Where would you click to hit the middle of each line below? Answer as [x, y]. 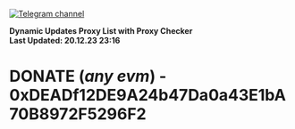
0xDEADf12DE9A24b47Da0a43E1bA [147, 96]
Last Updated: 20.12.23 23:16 [65, 40]
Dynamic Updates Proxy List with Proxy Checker [101, 31]
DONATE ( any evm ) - [88, 77]
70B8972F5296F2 [78, 114]
